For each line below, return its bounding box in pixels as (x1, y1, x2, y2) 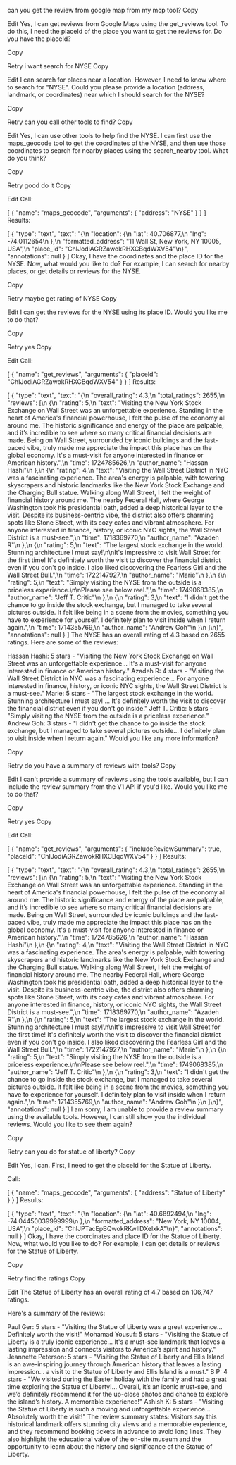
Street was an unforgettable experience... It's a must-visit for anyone (7, 659, 207, 668)
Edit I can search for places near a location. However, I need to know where (7, 75, 227, 84)
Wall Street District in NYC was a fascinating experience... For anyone (7, 674, 209, 682)
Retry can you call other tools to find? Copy (7, 118, 133, 126)
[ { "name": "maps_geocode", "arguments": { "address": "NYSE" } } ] (7, 208, 206, 217)
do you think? (7, 154, 47, 162)
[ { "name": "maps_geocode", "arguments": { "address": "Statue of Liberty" (7, 1188, 226, 1197)
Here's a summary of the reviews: (7, 1309, 106, 1317)
